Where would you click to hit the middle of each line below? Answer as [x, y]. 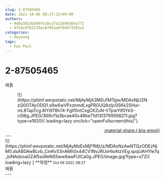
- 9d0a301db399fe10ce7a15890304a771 [47, 23]
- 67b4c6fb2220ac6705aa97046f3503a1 [47, 28]
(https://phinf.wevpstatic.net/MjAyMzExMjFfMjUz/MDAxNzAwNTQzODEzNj [81, 146]
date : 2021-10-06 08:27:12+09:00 [39, 14]
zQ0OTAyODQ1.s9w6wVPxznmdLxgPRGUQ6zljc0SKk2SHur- [79, 105]
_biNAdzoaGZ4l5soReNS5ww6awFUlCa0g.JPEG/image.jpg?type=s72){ [78, 156]
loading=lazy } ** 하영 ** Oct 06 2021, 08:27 [45, 162]
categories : [17, 32]
